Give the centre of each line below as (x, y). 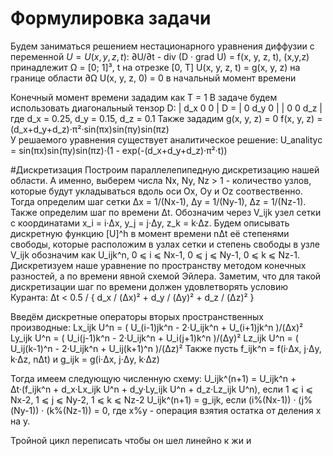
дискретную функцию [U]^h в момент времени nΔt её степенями (150, 233)
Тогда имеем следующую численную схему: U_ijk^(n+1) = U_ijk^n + (153, 378)
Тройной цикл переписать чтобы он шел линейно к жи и (131, 440)
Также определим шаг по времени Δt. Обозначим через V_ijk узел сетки (166, 212)
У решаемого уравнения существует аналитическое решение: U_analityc (166, 139)
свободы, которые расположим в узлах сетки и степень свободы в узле (165, 244)
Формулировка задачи (111, 18)
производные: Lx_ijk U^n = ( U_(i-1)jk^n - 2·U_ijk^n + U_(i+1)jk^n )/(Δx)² (157, 327)
